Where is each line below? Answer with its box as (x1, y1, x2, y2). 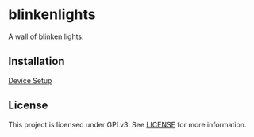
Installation (8, 55, 65, 68)
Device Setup (8, 75, 52, 85)
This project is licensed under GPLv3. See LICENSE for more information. (8, 120, 247, 129)
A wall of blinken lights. (8, 32, 85, 41)
